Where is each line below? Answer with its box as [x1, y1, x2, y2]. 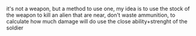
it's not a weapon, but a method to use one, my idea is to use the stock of [6, 5, 190, 12]
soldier [6, 24, 24, 31]
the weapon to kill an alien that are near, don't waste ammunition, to [6, 11, 176, 19]
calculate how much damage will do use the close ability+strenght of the [6, 18, 188, 25]
